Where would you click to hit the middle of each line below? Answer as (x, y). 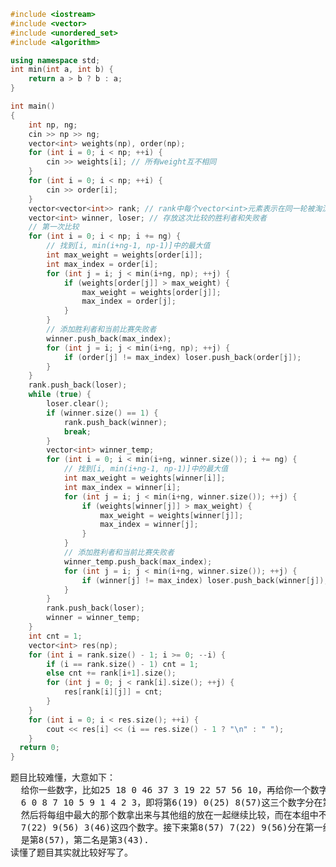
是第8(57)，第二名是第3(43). (85, 840)
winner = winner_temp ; (93, 618)
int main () (33, 106)
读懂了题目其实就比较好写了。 (71, 853)
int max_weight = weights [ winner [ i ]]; (144, 478)
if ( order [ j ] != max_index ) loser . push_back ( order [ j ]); (182, 357)
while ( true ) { (60, 395)
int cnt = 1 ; (55, 636)
